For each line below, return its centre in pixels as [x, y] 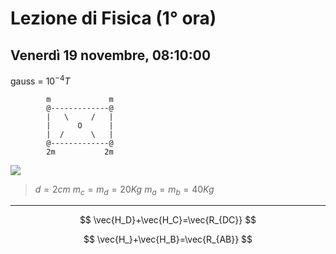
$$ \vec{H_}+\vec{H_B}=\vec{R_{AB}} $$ [168, 239]
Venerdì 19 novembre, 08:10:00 [111, 55]
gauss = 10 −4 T [40, 80]
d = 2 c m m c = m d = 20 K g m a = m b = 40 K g [124, 190]
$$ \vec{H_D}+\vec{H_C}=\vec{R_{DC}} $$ [168, 220]
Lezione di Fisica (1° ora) [113, 18]
